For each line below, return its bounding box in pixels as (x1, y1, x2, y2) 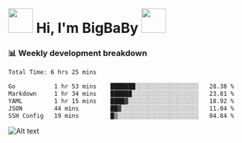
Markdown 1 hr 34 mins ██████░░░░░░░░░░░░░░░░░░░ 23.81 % (8, 90, 235, 98)
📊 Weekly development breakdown (8, 48, 147, 59)
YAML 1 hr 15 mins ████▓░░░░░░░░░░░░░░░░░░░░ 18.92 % (8, 97, 235, 105)
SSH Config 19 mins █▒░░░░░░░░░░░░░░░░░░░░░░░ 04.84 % (8, 112, 235, 119)
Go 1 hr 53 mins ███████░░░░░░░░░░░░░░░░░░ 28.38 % (8, 82, 235, 90)
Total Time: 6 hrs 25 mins (8, 68, 97, 76)
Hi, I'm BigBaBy (35, 20, 139, 37)
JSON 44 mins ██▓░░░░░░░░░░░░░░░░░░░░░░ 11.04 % (8, 104, 235, 112)
